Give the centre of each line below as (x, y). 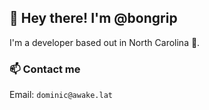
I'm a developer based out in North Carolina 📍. (105, 42)
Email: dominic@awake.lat (61, 95)
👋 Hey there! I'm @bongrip (93, 18)
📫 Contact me (45, 69)
